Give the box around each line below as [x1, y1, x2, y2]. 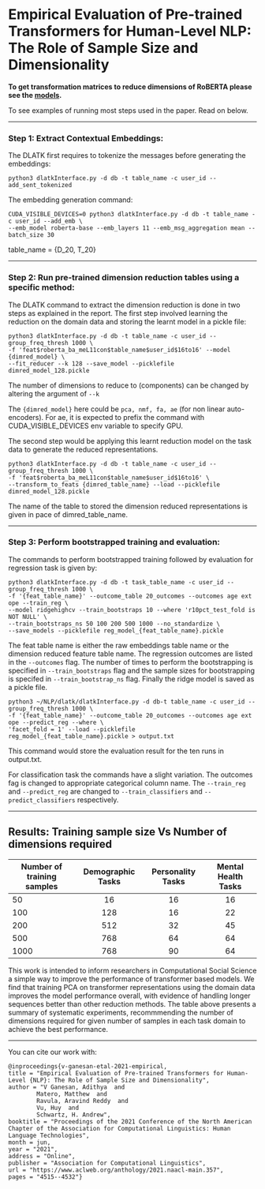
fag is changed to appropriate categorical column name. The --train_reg [8, 778, 246, 787]
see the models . [8, 90, 62, 99]
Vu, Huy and [36, 1104, 80, 1112]
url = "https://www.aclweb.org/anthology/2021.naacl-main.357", [8, 1166, 224, 1174]
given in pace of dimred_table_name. [8, 509, 129, 519]
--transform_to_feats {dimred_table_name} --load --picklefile [8, 480, 221, 489]
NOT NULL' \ [8, 613, 47, 621]
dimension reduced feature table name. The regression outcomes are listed [8, 649, 253, 658]
